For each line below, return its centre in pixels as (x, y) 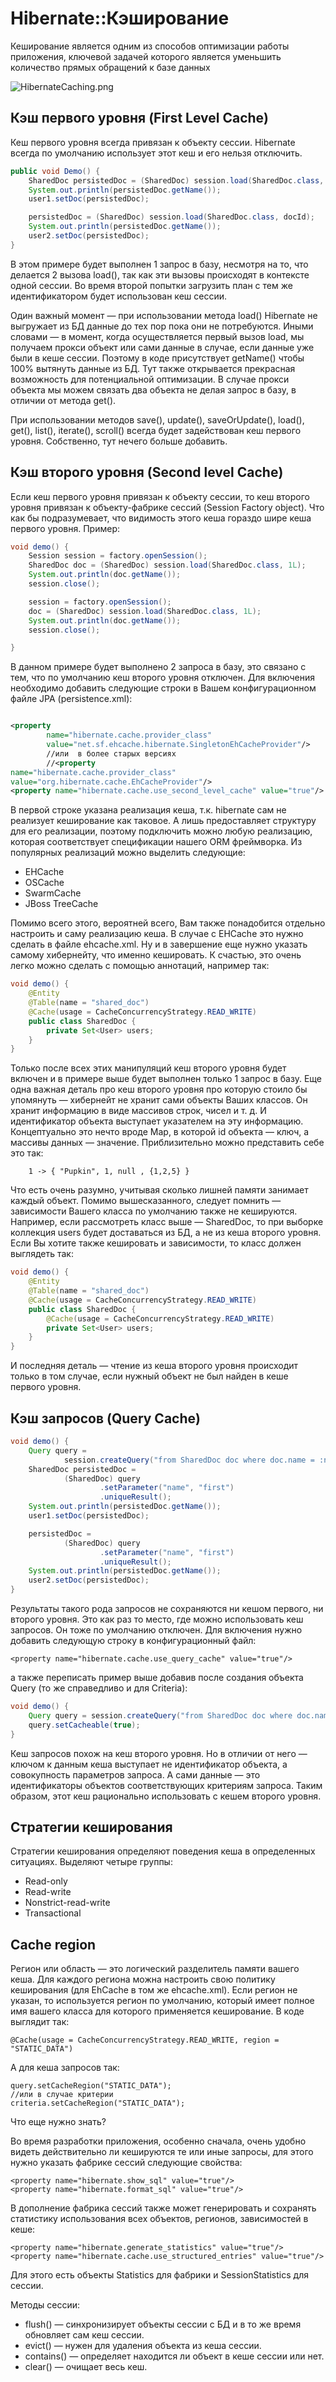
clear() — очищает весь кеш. (86, 2367)
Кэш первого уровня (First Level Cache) (140, 118)
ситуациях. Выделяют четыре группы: (91, 1862)
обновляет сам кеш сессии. (84, 2335)
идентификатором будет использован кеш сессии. (119, 296)
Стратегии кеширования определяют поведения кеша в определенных (163, 1851)
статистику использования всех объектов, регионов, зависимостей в (159, 2219)
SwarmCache (53, 893)
